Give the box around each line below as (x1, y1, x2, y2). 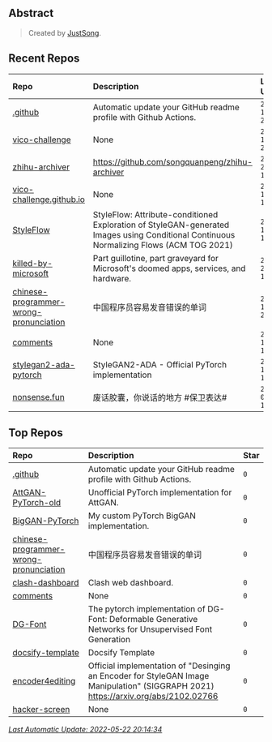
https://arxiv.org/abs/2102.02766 (87, 691, 219, 702)
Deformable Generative (108, 614, 198, 625)
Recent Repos (8, 52, 80, 66)
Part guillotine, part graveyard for (92, 252, 219, 264)
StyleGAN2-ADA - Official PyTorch (92, 358, 227, 370)
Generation (87, 634, 131, 645)
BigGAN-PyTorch (12, 515, 79, 526)
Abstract (8, 6, 54, 20)
